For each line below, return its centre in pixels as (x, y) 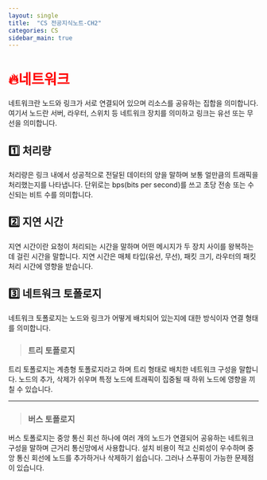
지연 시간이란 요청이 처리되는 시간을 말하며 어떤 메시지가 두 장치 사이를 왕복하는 (131, 246)
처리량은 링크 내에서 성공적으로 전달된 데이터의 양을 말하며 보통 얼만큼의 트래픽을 (133, 175)
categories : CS (33, 30)
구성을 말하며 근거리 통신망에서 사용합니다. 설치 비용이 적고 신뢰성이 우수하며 (127, 448)
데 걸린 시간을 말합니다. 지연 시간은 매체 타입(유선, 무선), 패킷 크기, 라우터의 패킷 (132, 256)
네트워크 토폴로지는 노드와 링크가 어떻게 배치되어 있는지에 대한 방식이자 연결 (126, 318)
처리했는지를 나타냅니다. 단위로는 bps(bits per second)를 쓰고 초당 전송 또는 (127, 185)
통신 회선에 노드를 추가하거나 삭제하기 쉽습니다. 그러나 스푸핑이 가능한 (124, 458)
